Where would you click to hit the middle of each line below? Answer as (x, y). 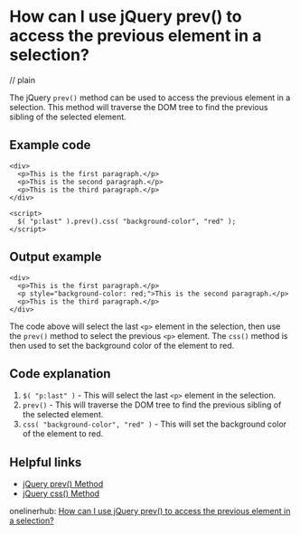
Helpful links (46, 462)
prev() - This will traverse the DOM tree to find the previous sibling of (152, 405)
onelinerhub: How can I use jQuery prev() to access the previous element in (150, 511)
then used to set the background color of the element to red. (122, 345)
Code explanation (60, 374)
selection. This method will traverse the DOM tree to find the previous (139, 107)
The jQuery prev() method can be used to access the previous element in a (150, 98)
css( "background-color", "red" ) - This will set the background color (155, 424)
